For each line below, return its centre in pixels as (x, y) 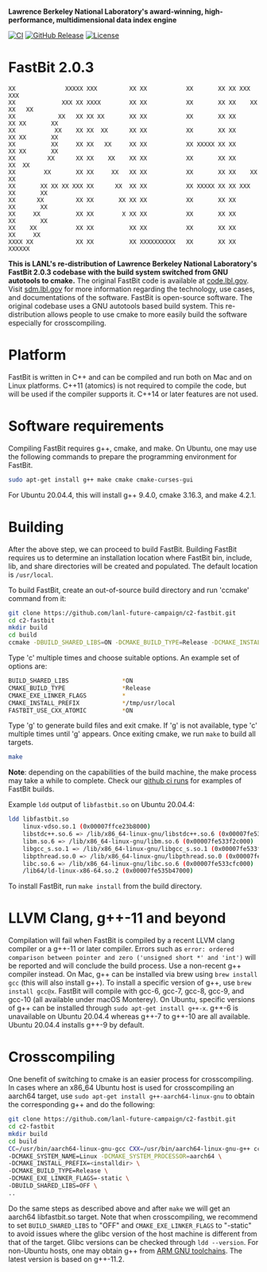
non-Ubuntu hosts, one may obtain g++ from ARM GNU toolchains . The (125, 1251)
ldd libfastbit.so (39, 819)
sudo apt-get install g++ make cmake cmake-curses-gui (101, 480)
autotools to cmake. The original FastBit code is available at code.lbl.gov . (128, 280)
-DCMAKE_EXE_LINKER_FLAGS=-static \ (69, 1178)
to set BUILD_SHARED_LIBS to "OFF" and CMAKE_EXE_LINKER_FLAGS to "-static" (130, 1225)
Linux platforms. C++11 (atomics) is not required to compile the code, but (128, 385)
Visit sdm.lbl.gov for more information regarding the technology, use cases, (132, 289)
